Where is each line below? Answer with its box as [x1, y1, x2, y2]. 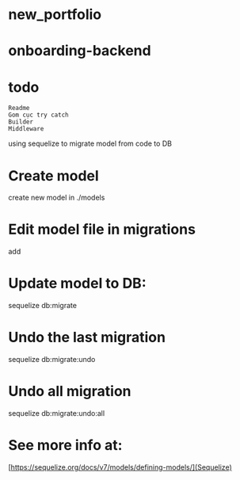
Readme [8, 105, 30, 112]
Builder [8, 118, 34, 126]
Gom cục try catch [8, 111, 69, 120]
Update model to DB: [8, 275, 147, 292]
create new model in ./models [8, 192, 105, 203]
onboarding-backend [8, 42, 152, 60]
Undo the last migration [8, 329, 166, 346]
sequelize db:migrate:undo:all [8, 409, 105, 417]
